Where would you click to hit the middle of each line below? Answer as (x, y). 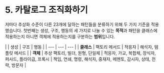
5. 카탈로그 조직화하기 (47, 10)
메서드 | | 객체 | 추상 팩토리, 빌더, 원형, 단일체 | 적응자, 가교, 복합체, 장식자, (85, 53)
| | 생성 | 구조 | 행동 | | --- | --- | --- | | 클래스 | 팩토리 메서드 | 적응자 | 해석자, (79, 47)
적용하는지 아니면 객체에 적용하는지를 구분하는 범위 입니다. (60, 36)
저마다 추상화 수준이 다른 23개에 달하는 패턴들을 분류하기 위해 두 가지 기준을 (78, 24)
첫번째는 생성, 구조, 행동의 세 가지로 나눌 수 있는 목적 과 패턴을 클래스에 (90, 30)
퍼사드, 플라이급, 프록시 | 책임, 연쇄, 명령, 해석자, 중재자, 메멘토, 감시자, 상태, (78, 59)
